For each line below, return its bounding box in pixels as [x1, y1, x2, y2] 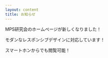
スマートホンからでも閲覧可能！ [5, 47, 70, 53]
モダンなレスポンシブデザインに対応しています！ [5, 37, 105, 43]
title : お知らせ [5, 12, 36, 17]
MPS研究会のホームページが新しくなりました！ [5, 26, 102, 32]
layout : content [5, 7, 39, 12]
